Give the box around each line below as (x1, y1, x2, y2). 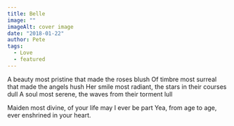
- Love (13, 50, 33, 57)
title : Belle (7, 10, 46, 17)
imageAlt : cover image (7, 23, 74, 30)
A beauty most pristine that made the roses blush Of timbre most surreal (7, 75, 217, 83)
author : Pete (7, 36, 46, 43)
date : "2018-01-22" (7, 29, 65, 37)
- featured (13, 56, 46, 63)
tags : (7, 43, 23, 50)
